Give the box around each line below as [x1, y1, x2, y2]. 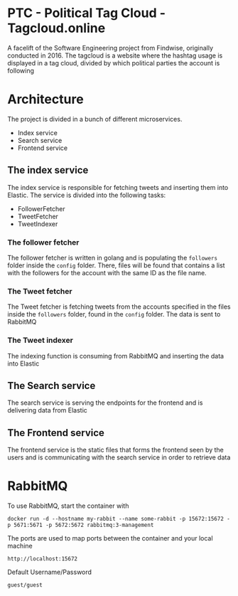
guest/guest [7, 582, 43, 589]
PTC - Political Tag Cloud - [7, 5, 166, 21]
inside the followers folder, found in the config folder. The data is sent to [7, 310, 221, 319]
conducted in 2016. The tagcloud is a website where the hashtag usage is [7, 51, 223, 60]
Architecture [7, 91, 84, 107]
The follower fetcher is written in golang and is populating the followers [7, 253, 218, 262]
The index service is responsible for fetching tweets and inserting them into [7, 183, 229, 191]
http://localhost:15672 [7, 555, 78, 563]
